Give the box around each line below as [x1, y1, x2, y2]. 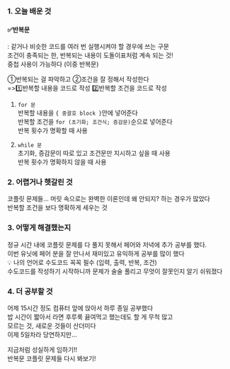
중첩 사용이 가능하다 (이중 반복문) [7, 60, 99, 69]
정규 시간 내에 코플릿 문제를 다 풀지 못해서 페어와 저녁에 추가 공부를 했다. [7, 240, 207, 249]
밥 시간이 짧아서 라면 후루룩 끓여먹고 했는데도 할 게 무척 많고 [7, 313, 173, 322]
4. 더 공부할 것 [7, 286, 53, 296]
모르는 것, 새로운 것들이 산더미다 [7, 322, 97, 330]
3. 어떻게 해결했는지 [7, 223, 71, 233]
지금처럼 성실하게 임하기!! [7, 346, 78, 354]
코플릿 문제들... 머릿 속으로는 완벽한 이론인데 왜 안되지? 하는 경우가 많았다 [7, 195, 210, 203]
